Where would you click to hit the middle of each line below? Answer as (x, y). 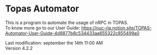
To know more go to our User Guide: (43, 27)
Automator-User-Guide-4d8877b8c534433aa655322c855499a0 (72, 33)
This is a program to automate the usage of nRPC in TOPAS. (67, 22)
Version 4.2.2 (19, 48)
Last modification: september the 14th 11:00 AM (54, 42)
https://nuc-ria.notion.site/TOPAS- (116, 27)
